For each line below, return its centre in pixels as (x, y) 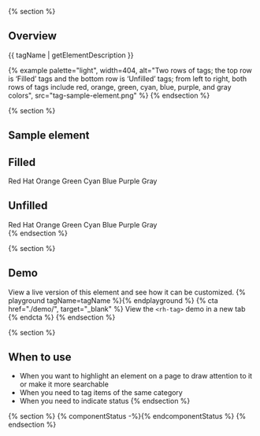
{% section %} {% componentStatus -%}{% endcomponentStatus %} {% (127, 416)
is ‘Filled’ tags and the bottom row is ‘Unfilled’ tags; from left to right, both (128, 79)
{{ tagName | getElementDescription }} (71, 55)
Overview (33, 36)
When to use (40, 357)
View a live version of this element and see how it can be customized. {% (127, 292)
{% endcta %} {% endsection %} (62, 317)
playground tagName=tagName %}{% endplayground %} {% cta (113, 300)
